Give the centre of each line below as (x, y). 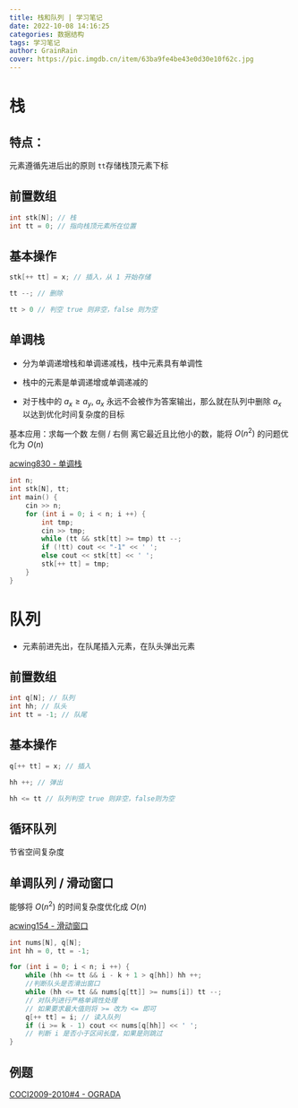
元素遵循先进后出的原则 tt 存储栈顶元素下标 (89, 165)
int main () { (34, 498)
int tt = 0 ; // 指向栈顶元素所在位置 (73, 226)
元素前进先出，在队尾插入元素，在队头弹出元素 (108, 645)
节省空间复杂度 (37, 852)
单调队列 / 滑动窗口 (62, 883)
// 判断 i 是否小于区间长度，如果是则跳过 (94, 1034)
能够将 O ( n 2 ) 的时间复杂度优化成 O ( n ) (78, 906)
